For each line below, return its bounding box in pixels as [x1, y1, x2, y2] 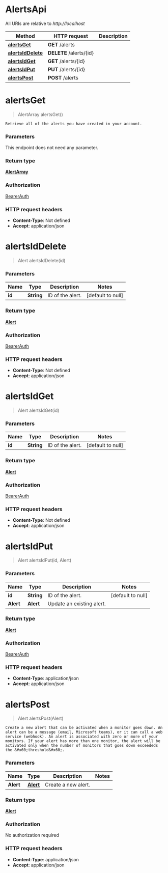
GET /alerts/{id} [47, 58, 85, 65]
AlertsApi [5, 4, 47, 15]
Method [15, 32, 35, 39]
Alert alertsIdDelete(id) [17, 258, 66, 263]
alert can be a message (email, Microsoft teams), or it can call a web [5, 729, 163, 735]
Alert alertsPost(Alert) [17, 715, 64, 721]
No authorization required [5, 832, 60, 838]
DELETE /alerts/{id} [47, 49, 94, 57]
